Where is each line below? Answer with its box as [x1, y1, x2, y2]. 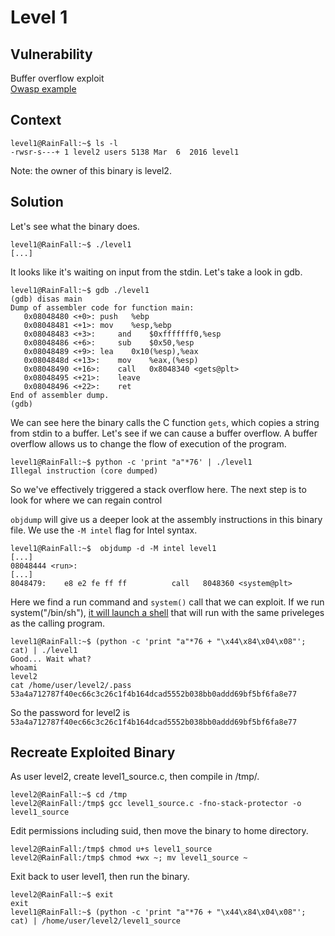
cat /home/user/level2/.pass [10, 680, 132, 690]
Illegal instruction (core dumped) [10, 466, 159, 476]
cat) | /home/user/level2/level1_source [10, 916, 182, 926]
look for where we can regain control [10, 494, 163, 506]
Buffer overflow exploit [10, 72, 105, 84]
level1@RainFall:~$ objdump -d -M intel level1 [10, 543, 217, 553]
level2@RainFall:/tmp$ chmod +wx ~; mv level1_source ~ [10, 853, 248, 863]
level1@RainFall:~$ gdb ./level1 [10, 285, 150, 295]
